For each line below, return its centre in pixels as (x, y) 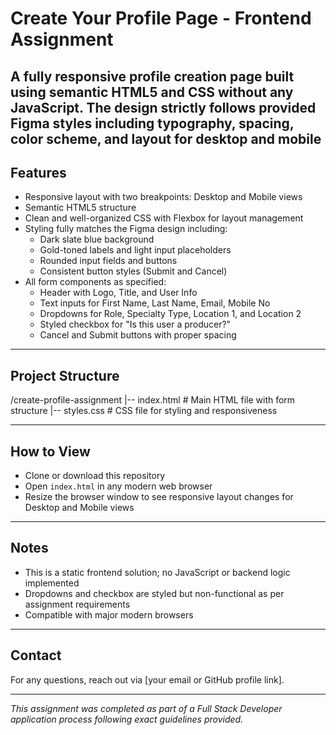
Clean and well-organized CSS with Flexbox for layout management (164, 218)
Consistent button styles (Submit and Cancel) (133, 271)
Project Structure (65, 375)
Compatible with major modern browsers (109, 614)
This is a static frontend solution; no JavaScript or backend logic (157, 572)
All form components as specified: (95, 282)
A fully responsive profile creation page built (152, 76)
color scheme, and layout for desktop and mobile (166, 138)
